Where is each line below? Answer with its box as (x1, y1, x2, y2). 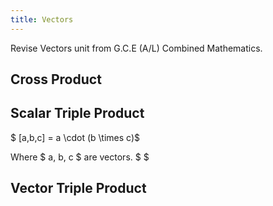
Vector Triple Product (10, 180, 147, 197)
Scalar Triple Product (10, 105, 145, 122)
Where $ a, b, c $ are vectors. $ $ (10, 151, 150, 163)
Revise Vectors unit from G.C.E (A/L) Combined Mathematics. (10, 42, 263, 54)
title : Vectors (10, 14, 74, 25)
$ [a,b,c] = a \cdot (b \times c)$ (10, 131, 140, 143)
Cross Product (10, 71, 102, 88)
